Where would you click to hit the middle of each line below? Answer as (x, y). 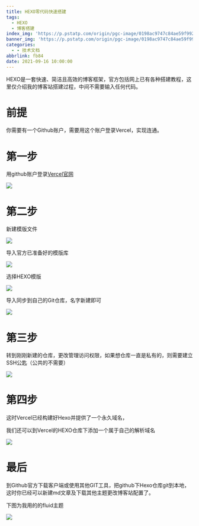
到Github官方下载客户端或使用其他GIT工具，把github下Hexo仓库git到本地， (98, 486)
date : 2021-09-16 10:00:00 (39, 61)
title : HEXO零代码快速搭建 (36, 12)
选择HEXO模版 (24, 276)
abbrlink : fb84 (25, 56)
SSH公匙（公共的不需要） (38, 363)
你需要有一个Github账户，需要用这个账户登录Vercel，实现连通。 (84, 130)
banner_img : (21, 39)
